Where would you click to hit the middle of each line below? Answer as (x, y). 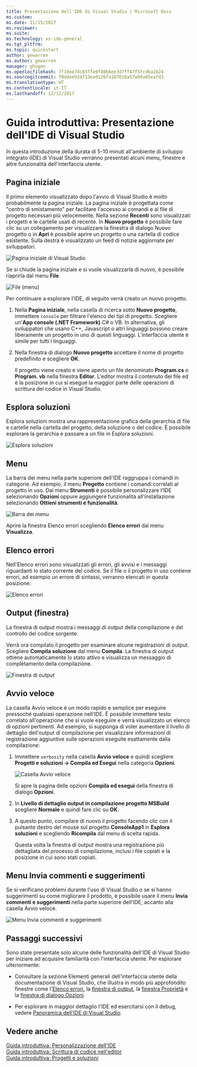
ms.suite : (18, 34)
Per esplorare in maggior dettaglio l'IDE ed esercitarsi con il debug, (96, 1006)
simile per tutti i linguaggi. (46, 341)
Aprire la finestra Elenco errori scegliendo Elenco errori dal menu (85, 526)
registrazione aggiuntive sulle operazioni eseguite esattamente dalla (89, 739)
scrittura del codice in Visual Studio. (58, 389)
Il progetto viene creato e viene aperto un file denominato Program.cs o (101, 370)
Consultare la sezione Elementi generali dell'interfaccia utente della (96, 976)
